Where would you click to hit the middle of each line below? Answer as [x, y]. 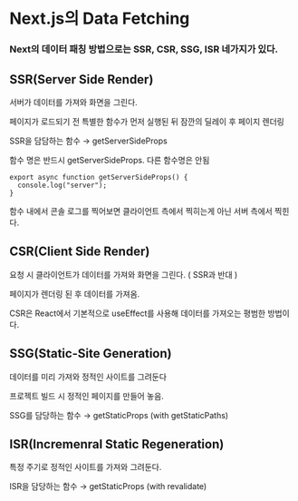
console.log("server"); [62, 185]
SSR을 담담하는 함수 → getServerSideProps [88, 141]
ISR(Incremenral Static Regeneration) [117, 444]
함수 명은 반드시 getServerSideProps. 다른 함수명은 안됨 [110, 160]
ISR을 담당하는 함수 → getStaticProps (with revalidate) [108, 486]
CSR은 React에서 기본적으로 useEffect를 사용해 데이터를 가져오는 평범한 [137, 313]
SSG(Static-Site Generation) [91, 354]
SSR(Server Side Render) [82, 79]
